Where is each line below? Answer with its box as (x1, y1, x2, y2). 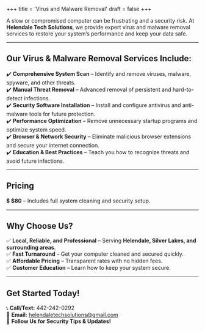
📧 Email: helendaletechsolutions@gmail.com (6, 311, 119, 319)
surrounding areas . (6, 244, 56, 251)
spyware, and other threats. (6, 79, 76, 86)
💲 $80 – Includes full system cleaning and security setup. (6, 197, 151, 204)
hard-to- (173, 86, 194, 93)
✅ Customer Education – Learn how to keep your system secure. (6, 264, 171, 272)
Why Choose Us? (6, 221, 73, 231)
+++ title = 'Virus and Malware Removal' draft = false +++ (6, 6, 152, 12)
